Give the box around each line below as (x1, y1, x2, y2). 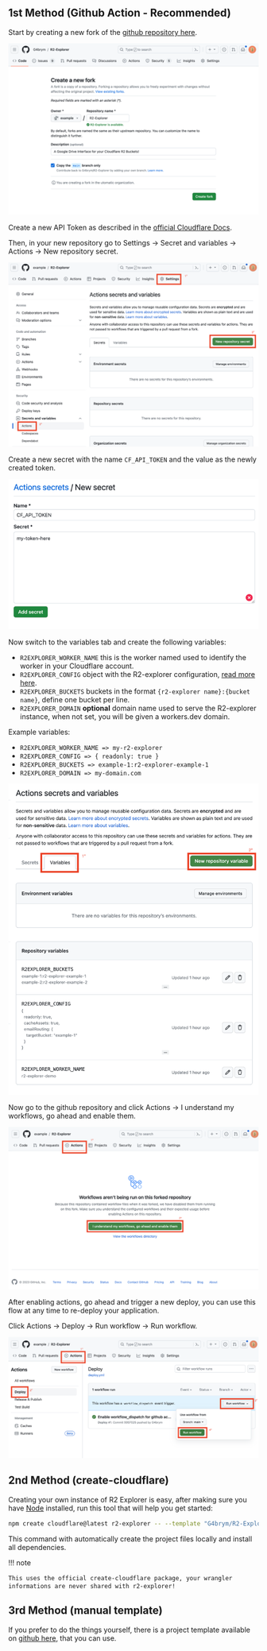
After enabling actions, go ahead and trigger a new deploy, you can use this (8, 1297, 256, 1307)
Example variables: (8, 727, 71, 737)
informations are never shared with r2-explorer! (8, 1582, 176, 1590)
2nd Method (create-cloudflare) (8, 1474, 169, 1487)
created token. (8, 462, 56, 472)
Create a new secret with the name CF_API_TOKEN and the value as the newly (8, 454, 257, 464)
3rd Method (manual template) (8, 1604, 163, 1618)
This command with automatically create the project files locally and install (8, 1533, 253, 1544)
